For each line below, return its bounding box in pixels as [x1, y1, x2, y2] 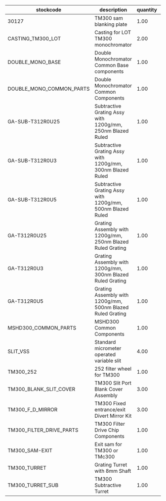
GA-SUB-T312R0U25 [7, 118, 60, 125]
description [99, 6, 127, 13]
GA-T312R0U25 [7, 232, 47, 239]
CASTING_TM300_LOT [7, 35, 61, 42]
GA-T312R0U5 [7, 298, 43, 304]
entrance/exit [94, 406, 126, 413]
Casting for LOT [94, 29, 131, 36]
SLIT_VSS [7, 348, 30, 355]
